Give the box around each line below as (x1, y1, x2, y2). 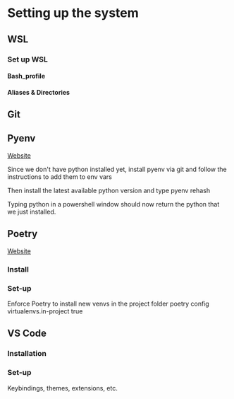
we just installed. (7, 207, 56, 216)
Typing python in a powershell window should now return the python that (7, 199, 220, 208)
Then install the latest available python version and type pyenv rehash (7, 186, 210, 195)
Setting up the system (7, 5, 139, 21)
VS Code (7, 328, 47, 340)
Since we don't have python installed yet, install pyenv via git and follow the (7, 165, 227, 173)
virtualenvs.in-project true (7, 306, 83, 316)
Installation (7, 349, 47, 359)
